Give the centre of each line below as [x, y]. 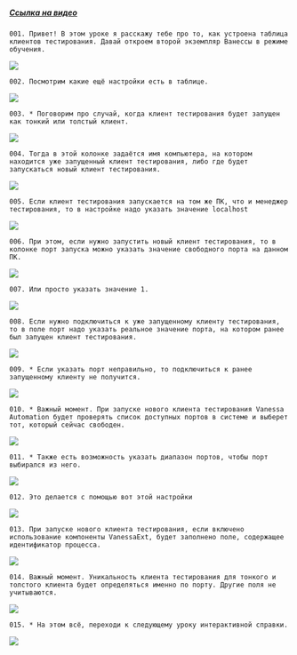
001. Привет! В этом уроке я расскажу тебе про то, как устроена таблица [149, 34]
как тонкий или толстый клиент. [69, 121]
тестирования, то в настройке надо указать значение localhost [129, 209]
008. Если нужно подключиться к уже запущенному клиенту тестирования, [144, 321]
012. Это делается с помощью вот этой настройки [101, 497]
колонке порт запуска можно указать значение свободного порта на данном [149, 249]
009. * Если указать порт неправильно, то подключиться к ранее [131, 369]
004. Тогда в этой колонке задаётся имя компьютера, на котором [131, 154]
